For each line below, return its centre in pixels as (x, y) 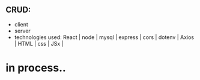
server (22, 31)
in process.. (36, 68)
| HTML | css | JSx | (39, 43)
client (21, 24)
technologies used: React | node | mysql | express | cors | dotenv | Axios (104, 37)
